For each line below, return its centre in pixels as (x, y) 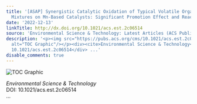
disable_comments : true (35, 55)
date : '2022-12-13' (30, 22)
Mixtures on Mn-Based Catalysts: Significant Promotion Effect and (96, 17)
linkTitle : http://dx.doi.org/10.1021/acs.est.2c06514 (74, 28)
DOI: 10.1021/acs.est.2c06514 (41, 89)
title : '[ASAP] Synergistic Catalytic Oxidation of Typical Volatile (93, 11)
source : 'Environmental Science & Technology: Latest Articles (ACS (91, 33)
